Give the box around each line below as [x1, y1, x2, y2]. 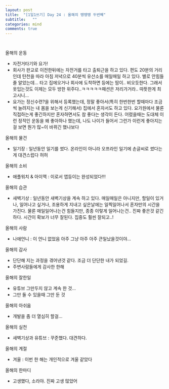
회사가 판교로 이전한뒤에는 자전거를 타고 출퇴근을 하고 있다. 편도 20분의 [12, 67, 153, 73]
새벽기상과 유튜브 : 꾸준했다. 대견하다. [12, 335, 87, 341]
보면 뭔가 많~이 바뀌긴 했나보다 [18, 124, 79, 130]
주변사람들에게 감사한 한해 [12, 264, 65, 270]
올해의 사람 [5, 225, 27, 231]
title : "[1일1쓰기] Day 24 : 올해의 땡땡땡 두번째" [5, 12, 106, 17]
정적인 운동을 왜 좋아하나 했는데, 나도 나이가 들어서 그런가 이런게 [18, 118, 145, 124]
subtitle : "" [5, 17, 37, 22]
